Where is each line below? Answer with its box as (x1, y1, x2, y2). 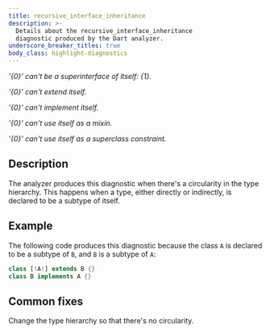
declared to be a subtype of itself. (8, 195, 121, 206)
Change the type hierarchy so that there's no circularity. (8, 316, 194, 326)
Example (8, 219, 53, 233)
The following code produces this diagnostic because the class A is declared (8, 240, 263, 250)
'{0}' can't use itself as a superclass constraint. (8, 134, 167, 144)
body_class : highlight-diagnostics (8, 49, 128, 57)
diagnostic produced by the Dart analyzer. (15, 34, 164, 43)
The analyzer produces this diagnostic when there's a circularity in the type (8, 178, 260, 188)
